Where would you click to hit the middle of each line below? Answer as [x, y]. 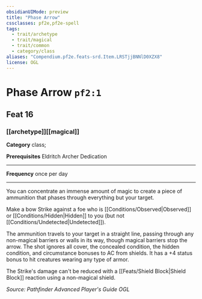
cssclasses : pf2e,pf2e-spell [43, 23]
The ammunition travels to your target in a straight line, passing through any [100, 234]
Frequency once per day [37, 174]
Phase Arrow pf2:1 [54, 92]
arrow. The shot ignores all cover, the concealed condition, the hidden [93, 247]
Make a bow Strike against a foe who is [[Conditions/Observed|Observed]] [99, 210]
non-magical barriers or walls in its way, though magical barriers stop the [97, 240]
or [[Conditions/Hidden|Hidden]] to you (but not [65, 216]
